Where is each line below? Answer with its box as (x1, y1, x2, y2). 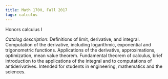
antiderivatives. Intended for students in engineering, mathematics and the (5, 63, 163, 69)
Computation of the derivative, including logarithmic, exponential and (5, 41, 151, 47)
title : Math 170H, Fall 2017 (5, 7, 68, 13)
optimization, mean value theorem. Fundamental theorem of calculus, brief (5, 52, 163, 59)
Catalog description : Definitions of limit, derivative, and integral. (5, 36, 140, 42)
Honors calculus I (5, 26, 43, 32)
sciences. (5, 68, 26, 74)
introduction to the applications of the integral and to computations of (5, 58, 152, 64)
